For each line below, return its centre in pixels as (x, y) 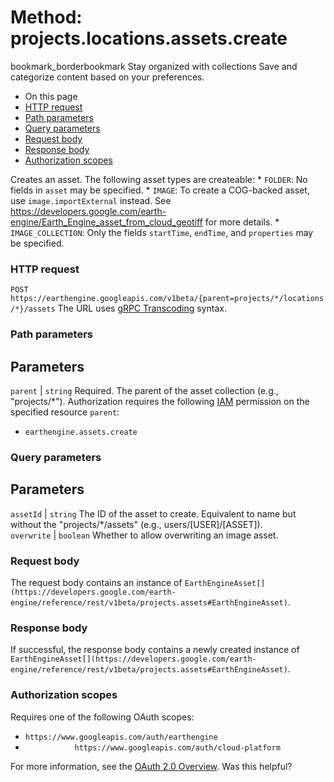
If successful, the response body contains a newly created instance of (155, 650)
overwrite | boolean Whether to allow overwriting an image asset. (144, 535)
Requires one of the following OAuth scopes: (102, 717)
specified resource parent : (65, 412)
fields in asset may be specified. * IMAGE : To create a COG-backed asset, (160, 190)
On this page (51, 96)
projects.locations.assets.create (149, 38)
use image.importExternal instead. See (91, 200)
